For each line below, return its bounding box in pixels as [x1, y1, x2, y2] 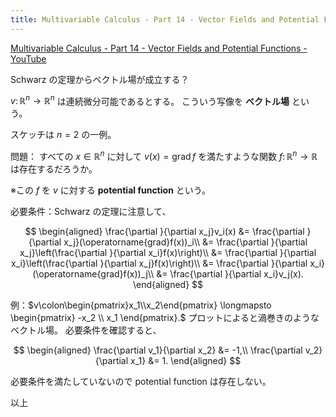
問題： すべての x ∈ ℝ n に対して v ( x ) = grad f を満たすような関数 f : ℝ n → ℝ [10, 149, 318, 162]
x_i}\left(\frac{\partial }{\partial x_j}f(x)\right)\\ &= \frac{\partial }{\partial [10, 257, 308, 269]
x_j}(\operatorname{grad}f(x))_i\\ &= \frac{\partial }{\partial [63, 236, 308, 248]
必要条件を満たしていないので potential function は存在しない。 [10, 375, 272, 387]
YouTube [10, 52, 47, 65]
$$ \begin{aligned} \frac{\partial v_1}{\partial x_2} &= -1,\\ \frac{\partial [13, 344, 303, 356]
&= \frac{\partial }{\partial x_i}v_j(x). [156, 267, 304, 280]
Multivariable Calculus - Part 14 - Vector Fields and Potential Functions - [10, 42, 308, 54]
